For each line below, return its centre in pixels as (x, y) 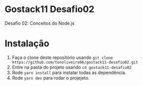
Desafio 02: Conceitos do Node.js (40, 23)
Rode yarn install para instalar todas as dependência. (69, 72)
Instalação (27, 44)
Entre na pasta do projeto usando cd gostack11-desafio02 (72, 67)
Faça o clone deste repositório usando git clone (62, 57)
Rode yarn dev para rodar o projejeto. (51, 78)
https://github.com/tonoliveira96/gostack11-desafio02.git (75, 62)
